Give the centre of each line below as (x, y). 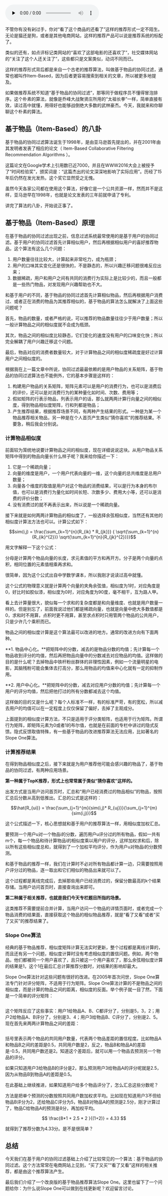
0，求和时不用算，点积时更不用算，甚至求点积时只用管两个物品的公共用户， (83, 615)
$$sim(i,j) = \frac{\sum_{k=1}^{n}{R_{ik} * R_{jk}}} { (62, 531)
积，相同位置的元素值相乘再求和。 (40, 564)
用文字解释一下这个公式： (31, 547)
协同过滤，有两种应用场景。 (42, 770)
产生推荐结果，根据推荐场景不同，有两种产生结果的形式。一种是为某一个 (87, 411)
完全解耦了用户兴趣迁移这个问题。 (40, 341)
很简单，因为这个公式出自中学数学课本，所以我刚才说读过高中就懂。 (75, 575)
